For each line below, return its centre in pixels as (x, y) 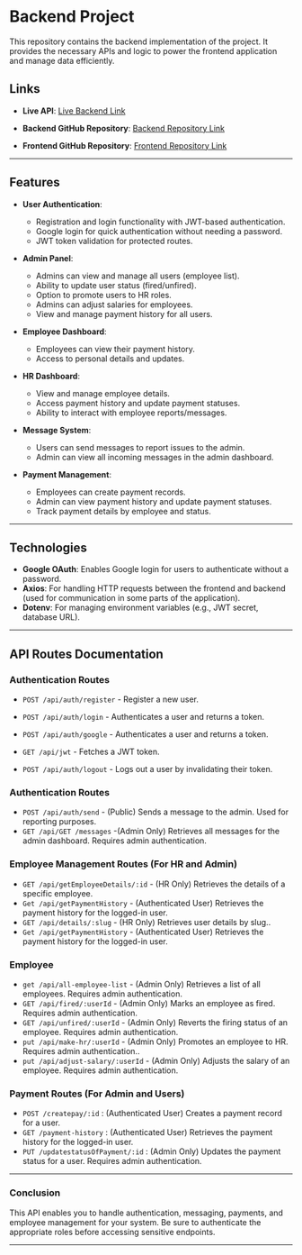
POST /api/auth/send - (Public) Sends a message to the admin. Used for (155, 812)
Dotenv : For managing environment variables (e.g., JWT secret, (140, 608)
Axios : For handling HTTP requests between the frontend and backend (154, 588)
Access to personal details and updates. (110, 359)
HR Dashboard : (51, 376)
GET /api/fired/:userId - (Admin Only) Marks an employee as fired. (149, 1003)
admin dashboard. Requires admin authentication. (114, 841)
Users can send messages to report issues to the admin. (140, 447)
